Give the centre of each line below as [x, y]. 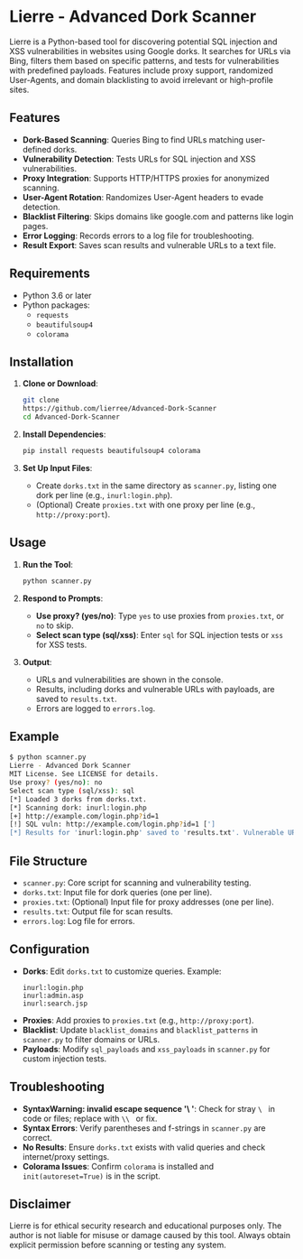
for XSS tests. [61, 644]
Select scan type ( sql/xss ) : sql [72, 791]
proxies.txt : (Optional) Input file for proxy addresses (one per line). [148, 902]
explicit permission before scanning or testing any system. [118, 1245]
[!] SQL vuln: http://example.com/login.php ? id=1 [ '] [113, 824]
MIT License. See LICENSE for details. [84, 774]
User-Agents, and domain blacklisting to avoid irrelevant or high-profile [141, 79]
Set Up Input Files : [57, 467]
